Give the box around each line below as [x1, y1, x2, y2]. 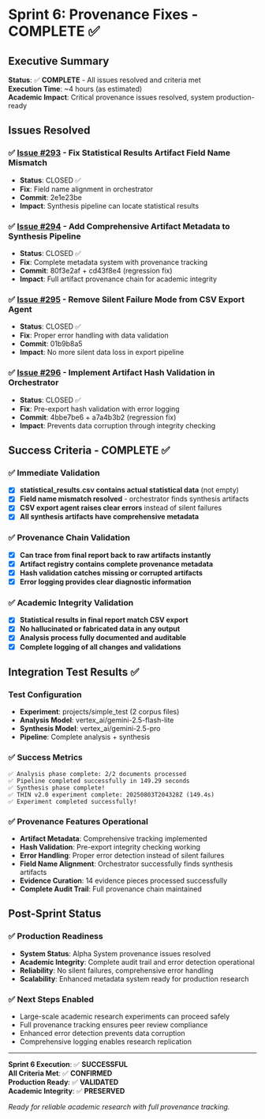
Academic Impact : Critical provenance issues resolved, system [8, 92, 215, 102]
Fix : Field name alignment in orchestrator [19, 184, 154, 194]
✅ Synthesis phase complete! [8, 784, 106, 792]
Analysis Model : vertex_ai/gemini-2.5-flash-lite [19, 715, 174, 725]
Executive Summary [8, 54, 110, 68]
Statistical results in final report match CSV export [19, 615, 188, 625]
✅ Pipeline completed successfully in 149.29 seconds [8, 777, 190, 785]
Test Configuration [8, 689, 82, 700]
